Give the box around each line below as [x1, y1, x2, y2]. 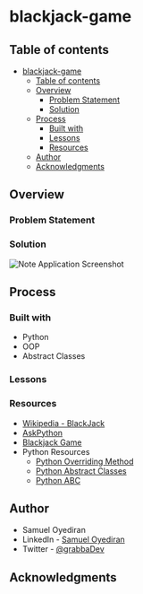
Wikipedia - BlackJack [21, 417, 105, 428]
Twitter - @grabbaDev [21, 544, 105, 555]
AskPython [21, 427, 63, 438]
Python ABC [35, 475, 81, 485]
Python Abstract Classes [35, 465, 127, 476]
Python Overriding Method [35, 456, 134, 467]
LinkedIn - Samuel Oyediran [21, 534, 125, 545]
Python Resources [21, 446, 90, 457]
